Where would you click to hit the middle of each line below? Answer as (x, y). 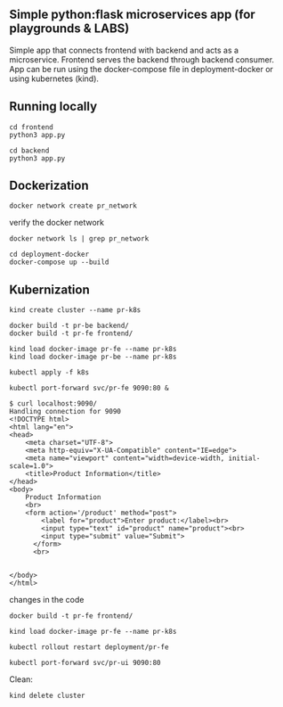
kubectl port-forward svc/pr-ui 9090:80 (85, 663)
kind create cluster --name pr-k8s (75, 310)
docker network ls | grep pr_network (79, 239)
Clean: (21, 679)
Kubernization (50, 289)
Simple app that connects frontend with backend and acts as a (124, 50)
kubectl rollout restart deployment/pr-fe (89, 647)
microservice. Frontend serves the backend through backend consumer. (141, 59)
